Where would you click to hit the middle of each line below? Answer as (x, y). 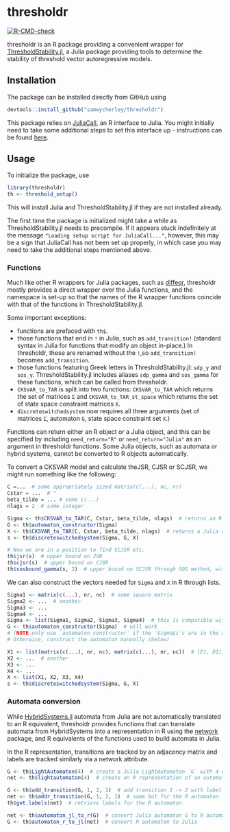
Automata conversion (44, 702)
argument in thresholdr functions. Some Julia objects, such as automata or (112, 446)
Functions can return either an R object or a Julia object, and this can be (109, 432)
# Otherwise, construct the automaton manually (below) (88, 640)
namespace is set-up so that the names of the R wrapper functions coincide (114, 297)
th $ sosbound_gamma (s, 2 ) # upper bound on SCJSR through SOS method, (110, 569)
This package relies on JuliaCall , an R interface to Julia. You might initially (111, 123)
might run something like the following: (62, 474)
